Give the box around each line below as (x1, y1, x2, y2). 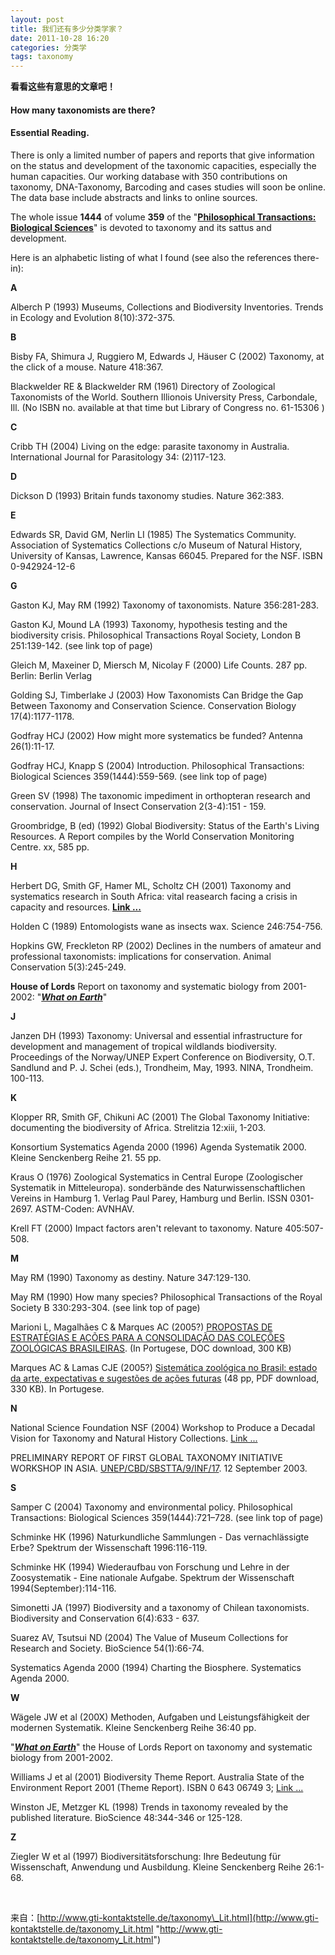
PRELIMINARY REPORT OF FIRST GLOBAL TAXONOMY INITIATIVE (10, 1451, 283, 1463)
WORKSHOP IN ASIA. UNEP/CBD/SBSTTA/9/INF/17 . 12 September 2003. (10, 1462, 308, 1474)
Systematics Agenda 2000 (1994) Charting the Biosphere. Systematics (10, 1661, 302, 1673)
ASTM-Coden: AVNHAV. (34, 1202, 135, 1215)
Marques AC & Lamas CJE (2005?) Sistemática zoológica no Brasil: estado (10, 1361, 318, 1373)
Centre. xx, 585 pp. (10, 841, 90, 853)
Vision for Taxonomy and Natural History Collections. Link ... (10, 1432, 258, 1444)
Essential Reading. (10, 127, 90, 139)
